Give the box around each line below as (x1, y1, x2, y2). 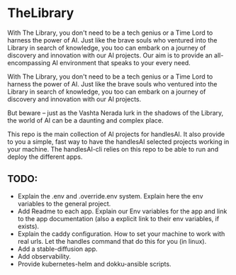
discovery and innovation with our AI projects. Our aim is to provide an (7, 51, 213, 60)
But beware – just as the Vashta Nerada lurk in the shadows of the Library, (7, 108, 224, 117)
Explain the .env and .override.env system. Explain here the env (17, 191, 203, 200)
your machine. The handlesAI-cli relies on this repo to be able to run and (7, 145, 218, 153)
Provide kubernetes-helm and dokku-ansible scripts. (17, 259, 172, 268)
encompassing (7, 58, 51, 67)
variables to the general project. (17, 199, 111, 208)
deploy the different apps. (7, 152, 83, 161)
